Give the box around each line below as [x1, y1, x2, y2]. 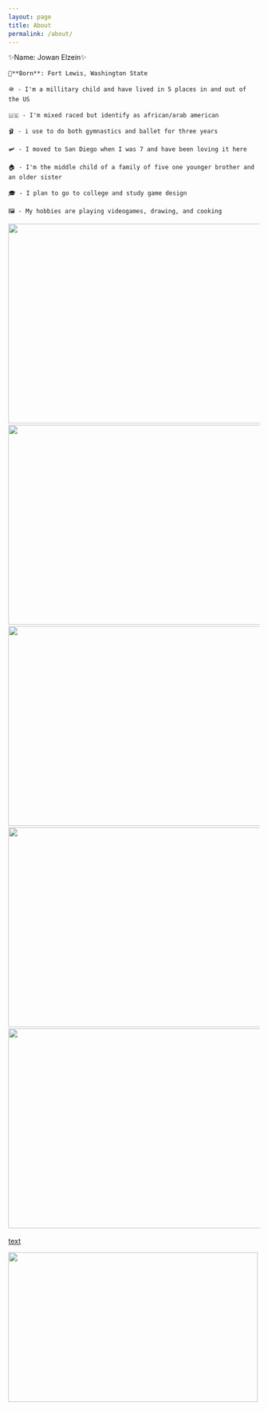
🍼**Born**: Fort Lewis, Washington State [8, 70, 148, 77]
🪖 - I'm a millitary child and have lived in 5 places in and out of [8, 85, 247, 93]
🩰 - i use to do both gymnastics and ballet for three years [8, 128, 218, 136]
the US [8, 96, 30, 104]
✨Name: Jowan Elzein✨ [8, 53, 87, 62]
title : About [8, 21, 52, 30]
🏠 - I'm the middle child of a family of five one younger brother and [8, 164, 255, 172]
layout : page [8, 13, 52, 21]
